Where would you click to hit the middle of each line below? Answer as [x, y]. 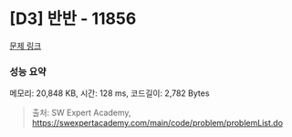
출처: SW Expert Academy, [81, 113]
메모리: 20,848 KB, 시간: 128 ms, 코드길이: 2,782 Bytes [109, 93]
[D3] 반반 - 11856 [73, 19]
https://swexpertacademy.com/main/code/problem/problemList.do [157, 123]
